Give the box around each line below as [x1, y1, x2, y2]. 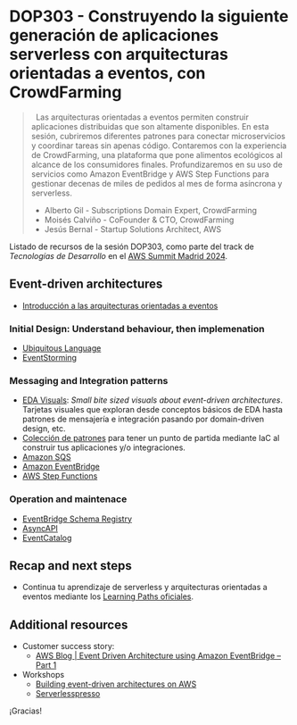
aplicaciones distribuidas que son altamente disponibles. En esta [30, 121, 269, 131]
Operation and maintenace [9, 493, 128, 505]
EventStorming [21, 353, 78, 363]
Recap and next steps [9, 558, 132, 573]
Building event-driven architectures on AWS [35, 679, 197, 689]
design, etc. [21, 423, 66, 434]
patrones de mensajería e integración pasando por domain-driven [21, 413, 265, 425]
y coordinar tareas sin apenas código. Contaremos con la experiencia [30, 140, 287, 151]
